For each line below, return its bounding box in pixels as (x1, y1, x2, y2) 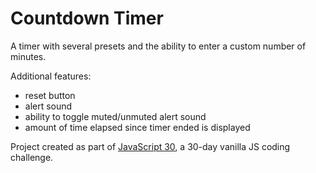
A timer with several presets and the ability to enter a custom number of (10, 40, 307, 52)
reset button (24, 89, 76, 101)
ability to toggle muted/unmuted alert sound (24, 110, 207, 122)
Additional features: (10, 70, 92, 82)
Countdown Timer (10, 7, 164, 30)
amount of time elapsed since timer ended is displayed (24, 121, 251, 133)
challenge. (10, 151, 54, 163)
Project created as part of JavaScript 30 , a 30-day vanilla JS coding (10, 140, 291, 152)
